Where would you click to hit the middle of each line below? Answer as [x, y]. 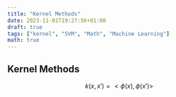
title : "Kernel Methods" [44, 14]
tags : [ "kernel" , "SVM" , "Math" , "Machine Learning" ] [89, 34]
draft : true [25, 27]
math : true [23, 40]
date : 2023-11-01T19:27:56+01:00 [57, 21]
